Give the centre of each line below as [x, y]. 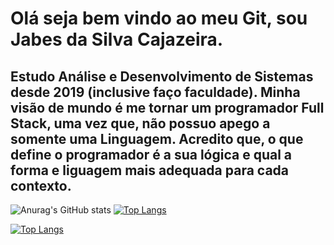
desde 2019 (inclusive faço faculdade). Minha [155, 92]
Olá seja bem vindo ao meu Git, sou [159, 18]
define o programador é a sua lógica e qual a [151, 154]
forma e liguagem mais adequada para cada [150, 170]
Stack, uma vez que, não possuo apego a [140, 123]
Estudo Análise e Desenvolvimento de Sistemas [162, 76]
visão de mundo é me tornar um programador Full [167, 107]
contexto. [41, 185]
